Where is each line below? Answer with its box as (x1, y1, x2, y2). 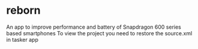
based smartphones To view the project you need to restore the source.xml (6, 29, 193, 36)
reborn (6, 4, 41, 17)
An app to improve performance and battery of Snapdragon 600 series (6, 23, 182, 30)
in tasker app (6, 36, 39, 43)
